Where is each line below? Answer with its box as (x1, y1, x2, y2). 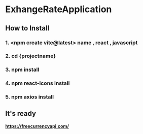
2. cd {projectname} (5, 52, 56, 59)
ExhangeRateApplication (5, 4, 112, 15)
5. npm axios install (5, 93, 54, 100)
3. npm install (5, 66, 40, 73)
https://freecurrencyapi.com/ (5, 123, 69, 129)
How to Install (5, 24, 50, 32)
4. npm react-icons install (5, 80, 70, 87)
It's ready (5, 109, 37, 118)
